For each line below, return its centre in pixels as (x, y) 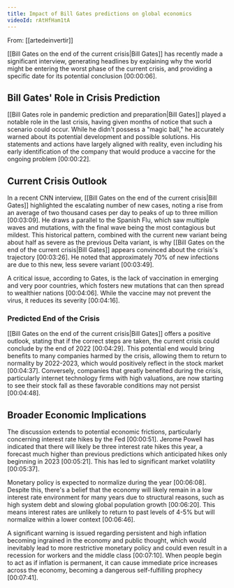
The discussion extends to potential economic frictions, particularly (104, 432)
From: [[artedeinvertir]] (40, 40)
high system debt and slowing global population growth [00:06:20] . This (111, 505)
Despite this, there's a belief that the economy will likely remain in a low (110, 490)
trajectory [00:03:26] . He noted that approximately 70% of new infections (113, 257)
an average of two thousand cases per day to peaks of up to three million (112, 213)
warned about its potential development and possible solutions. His (104, 137)
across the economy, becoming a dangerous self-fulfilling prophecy (105, 571)
